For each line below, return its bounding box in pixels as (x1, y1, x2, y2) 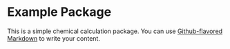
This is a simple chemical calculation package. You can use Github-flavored (7, 27, 223, 35)
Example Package (7, 4, 112, 20)
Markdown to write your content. (7, 34, 100, 42)
